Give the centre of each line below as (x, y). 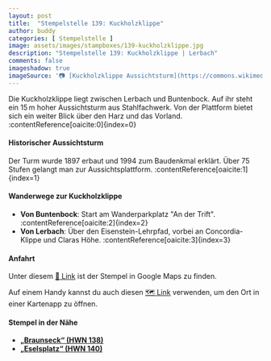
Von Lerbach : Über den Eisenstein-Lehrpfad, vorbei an (112, 231)
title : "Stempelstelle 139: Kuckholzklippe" (86, 23)
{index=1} (24, 177)
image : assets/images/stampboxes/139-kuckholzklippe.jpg (106, 46)
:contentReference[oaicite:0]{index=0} (73, 124)
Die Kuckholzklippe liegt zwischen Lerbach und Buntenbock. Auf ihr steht (131, 98)
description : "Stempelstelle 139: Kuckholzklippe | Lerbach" (113, 53)
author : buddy (32, 31)
